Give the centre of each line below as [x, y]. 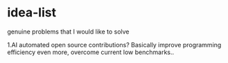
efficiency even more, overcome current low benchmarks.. [91, 52]
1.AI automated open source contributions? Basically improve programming [114, 45]
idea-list [32, 13]
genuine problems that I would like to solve [68, 32]
